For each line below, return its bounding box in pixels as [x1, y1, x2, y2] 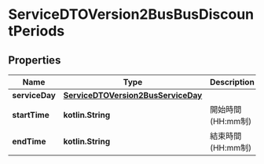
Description [209, 77, 255, 87]
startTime [12, 110, 49, 120]
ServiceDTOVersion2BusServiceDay [63, 90, 203, 100]
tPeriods [8, 22, 65, 40]
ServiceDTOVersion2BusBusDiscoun [8, 5, 255, 24]
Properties [8, 53, 61, 67]
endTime [12, 136, 46, 147]
